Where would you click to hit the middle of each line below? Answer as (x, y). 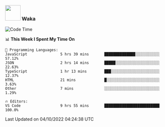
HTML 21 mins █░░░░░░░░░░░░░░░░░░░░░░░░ (82, 80)
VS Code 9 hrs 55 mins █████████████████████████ (82, 106)
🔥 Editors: (16, 102)
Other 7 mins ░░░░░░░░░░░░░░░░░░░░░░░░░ (82, 89)
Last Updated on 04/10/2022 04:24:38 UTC (49, 119)
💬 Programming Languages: (32, 50)
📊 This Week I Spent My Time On (40, 39)
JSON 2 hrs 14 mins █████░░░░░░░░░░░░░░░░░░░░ (82, 63)
